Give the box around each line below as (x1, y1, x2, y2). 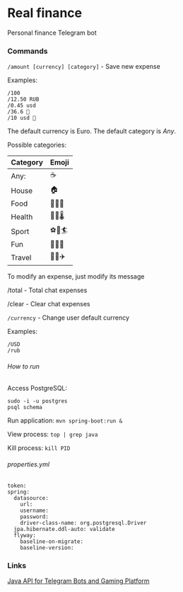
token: (7, 482, 27, 489)
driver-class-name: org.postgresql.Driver (20, 519, 147, 526)
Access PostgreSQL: (7, 384, 68, 393)
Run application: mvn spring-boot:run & (7, 416, 123, 425)
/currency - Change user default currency (7, 313, 129, 322)
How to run (7, 362, 40, 370)
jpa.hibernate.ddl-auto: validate (13, 525, 115, 532)
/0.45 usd (7, 102, 37, 109)
